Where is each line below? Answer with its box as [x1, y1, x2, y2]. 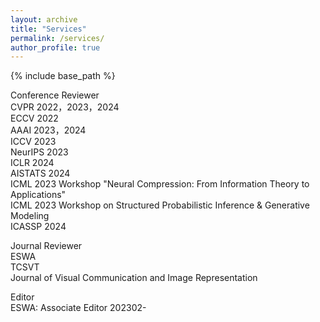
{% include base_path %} [10, 70, 116, 82]
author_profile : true [10, 42, 101, 53]
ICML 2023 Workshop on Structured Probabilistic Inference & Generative [10, 199, 310, 211]
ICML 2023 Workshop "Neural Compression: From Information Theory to [10, 178, 310, 190]
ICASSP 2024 [10, 221, 67, 233]
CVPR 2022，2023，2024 [10, 101, 120, 113]
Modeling [10, 210, 50, 222]
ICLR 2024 [10, 157, 55, 169]
